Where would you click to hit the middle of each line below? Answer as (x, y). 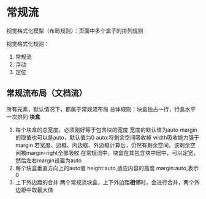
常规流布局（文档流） (47, 93)
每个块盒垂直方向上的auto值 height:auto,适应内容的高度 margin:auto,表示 (107, 168)
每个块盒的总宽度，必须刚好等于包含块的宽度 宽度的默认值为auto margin (106, 130)
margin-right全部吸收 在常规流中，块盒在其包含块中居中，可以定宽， (113, 152)
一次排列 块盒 (23, 116)
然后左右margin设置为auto (48, 160)
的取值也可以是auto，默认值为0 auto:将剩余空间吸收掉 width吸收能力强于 (107, 137)
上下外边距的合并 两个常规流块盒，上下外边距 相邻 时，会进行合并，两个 (105, 182)
